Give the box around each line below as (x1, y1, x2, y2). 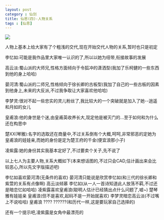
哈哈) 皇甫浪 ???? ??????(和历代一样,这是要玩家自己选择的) (18, 199, 136, 205)
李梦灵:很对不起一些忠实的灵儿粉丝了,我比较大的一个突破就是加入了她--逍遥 (5, 98, 158, 104)
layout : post (5, 7, 32, 12)
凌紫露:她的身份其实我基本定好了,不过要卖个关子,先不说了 (5, 147, 121, 153)
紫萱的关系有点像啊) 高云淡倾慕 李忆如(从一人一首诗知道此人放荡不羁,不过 (5, 181, 154, 187)
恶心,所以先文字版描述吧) (9, 164, 60, 170)
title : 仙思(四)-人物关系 (5, 16, 53, 21)
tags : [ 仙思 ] (5, 21, 33, 26)
